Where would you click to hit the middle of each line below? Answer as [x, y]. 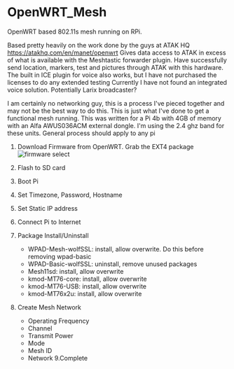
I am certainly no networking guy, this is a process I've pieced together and [116, 103]
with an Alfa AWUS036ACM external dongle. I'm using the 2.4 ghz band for [116, 125]
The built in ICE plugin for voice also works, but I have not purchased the [112, 75]
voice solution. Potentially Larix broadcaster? [72, 90]
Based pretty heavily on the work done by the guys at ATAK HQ [99, 45]
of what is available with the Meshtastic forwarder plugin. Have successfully [117, 60]
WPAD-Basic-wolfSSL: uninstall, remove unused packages [112, 264]
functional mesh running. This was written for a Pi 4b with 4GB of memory [115, 118]
